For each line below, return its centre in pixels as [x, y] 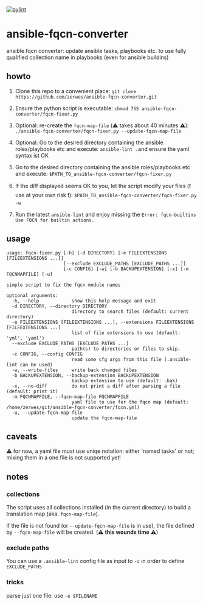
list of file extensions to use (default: [126, 333]
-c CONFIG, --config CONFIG [47, 354]
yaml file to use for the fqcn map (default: [130, 402]
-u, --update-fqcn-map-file [47, 413]
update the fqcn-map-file [104, 418]
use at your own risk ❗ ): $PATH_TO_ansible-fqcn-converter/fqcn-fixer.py [106, 195]
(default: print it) [33, 391]
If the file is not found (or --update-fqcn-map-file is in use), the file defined [100, 526]
